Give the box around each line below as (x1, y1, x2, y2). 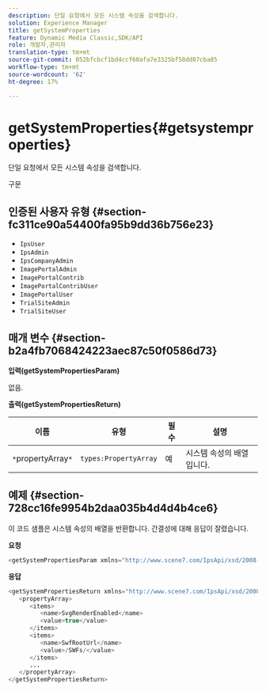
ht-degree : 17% (8, 78, 59, 85)
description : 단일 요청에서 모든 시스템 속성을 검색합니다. (8, 11, 179, 20)
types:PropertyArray (80, 454, 158, 463)
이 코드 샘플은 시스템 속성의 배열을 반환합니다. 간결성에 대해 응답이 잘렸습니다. (8, 523, 249, 533)
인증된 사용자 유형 (8, 205, 90, 218)
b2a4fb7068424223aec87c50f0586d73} (8, 344, 218, 357)
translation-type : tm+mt (8, 48, 90, 56)
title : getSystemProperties (8, 26, 101, 34)
